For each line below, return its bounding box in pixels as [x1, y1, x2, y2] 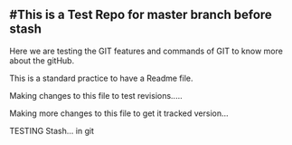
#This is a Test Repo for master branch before [9, 7, 273, 23]
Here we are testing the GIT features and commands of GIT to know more [9, 45, 283, 56]
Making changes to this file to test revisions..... [9, 90, 183, 101]
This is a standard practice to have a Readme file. [9, 72, 193, 83]
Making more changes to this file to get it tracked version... [9, 108, 229, 119]
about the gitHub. [9, 54, 75, 66]
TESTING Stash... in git [9, 125, 95, 136]
